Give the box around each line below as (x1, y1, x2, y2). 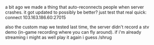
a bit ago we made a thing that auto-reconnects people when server (5, 4, 145, 10)
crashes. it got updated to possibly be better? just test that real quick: (5, 9, 147, 15)
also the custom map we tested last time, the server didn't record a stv (5, 24, 150, 30)
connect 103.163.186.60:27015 (5, 15, 66, 20)
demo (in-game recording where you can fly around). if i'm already (5, 29, 142, 35)
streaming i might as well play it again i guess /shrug (5, 34, 112, 40)
